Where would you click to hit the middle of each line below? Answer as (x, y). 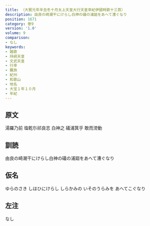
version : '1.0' (21, 28)
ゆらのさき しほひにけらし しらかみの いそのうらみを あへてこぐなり (75, 188)
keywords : (15, 47)
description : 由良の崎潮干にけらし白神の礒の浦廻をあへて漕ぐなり (66, 14)
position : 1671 (21, 19)
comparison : (17, 38)
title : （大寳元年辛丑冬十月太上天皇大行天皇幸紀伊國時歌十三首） (65, 10)
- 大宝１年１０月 (20, 89)
